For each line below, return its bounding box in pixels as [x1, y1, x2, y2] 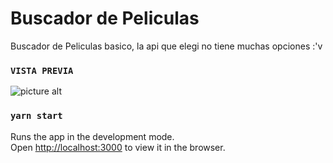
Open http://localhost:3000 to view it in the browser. [10, 141, 226, 153]
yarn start [10, 110, 63, 122]
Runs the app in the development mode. [10, 130, 175, 142]
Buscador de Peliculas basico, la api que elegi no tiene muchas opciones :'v [10, 40, 323, 52]
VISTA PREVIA [10, 65, 74, 76]
